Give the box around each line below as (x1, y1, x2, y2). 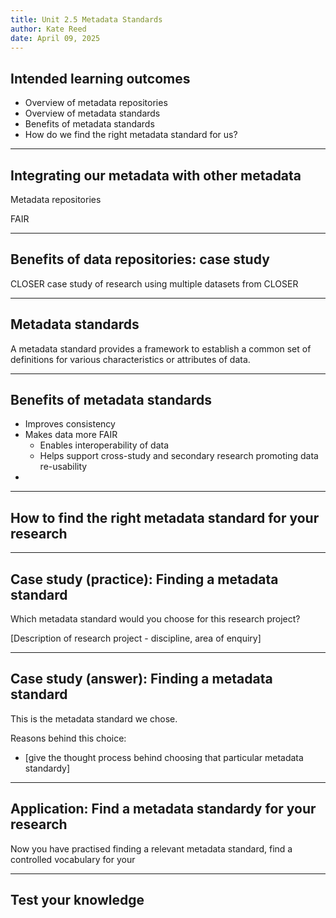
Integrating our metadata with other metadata (10, 167, 302, 184)
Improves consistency (24, 418, 116, 430)
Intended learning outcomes (10, 70, 191, 87)
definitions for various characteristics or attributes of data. (10, 353, 251, 365)
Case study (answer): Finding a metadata (10, 671, 273, 688)
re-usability (39, 461, 88, 473)
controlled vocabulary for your (10, 853, 136, 865)
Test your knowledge (10, 892, 145, 909)
